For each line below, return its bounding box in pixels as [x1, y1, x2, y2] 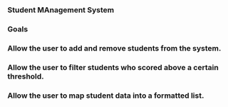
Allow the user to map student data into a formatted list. [7, 91, 204, 101]
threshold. [7, 71, 44, 81]
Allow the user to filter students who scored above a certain [7, 62, 219, 72]
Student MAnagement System [7, 5, 115, 15]
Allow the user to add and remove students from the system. [7, 43, 222, 53]
